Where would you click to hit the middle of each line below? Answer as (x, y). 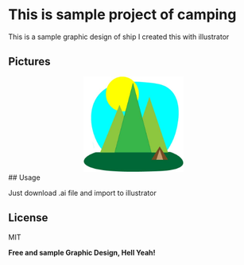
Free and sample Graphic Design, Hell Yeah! (82, 252)
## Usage (25, 177)
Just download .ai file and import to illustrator (82, 193)
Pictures (29, 62)
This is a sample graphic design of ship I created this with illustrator (119, 37)
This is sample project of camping (122, 15)
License (28, 218)
